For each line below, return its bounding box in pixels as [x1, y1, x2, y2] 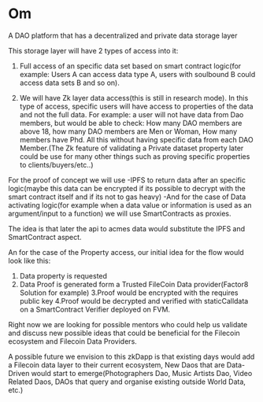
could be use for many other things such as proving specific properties [19, 151, 250, 161]
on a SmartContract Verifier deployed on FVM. [19, 304, 171, 314]
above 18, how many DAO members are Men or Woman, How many [19, 127, 238, 136]
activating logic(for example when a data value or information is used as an [8, 200, 252, 209]
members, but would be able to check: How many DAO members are [19, 118, 243, 127]
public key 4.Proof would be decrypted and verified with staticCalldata [19, 296, 249, 305]
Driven [8, 368, 30, 378]
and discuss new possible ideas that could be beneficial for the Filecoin [8, 328, 240, 337]
